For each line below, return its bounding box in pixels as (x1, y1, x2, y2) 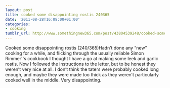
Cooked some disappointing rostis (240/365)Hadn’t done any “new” (5, 45, 147, 51)
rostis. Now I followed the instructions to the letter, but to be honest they (5, 61, 156, 67)
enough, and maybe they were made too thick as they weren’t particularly (5, 72, 159, 77)
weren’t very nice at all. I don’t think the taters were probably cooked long (5, 66, 159, 72)
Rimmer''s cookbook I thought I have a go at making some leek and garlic (5, 56, 158, 61)
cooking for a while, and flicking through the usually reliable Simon (5, 50, 144, 56)
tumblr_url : (5, 31, 30, 36)
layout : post (5, 7, 33, 13)
